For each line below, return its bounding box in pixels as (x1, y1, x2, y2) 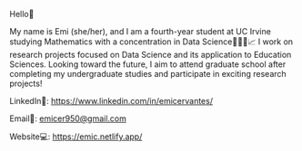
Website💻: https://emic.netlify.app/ (9, 131, 143, 142)
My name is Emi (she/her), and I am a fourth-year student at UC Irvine (9, 26, 271, 36)
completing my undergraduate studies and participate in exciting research (9, 69, 287, 79)
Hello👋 (9, 9, 35, 19)
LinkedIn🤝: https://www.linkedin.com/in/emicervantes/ (9, 96, 214, 106)
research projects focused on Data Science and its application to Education (9, 50, 292, 60)
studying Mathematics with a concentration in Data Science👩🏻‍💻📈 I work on (9, 36, 294, 47)
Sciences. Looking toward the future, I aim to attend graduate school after (9, 59, 287, 70)
